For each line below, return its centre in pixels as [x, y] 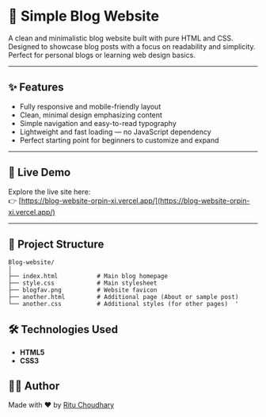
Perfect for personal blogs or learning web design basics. [102, 55]
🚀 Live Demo [40, 172]
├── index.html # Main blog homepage [88, 277]
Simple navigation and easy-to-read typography [98, 123]
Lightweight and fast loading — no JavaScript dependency [115, 132]
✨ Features [36, 88]
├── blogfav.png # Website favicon [83, 290]
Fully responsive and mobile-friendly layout [90, 106]
